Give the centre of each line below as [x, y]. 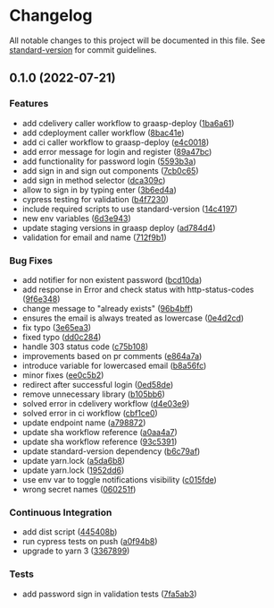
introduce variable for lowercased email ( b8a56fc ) [114, 365]
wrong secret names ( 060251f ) [79, 489]
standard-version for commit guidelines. [83, 49]
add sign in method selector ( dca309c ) [94, 180]
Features [29, 104]
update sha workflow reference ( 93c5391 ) [100, 441]
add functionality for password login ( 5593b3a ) [109, 161]
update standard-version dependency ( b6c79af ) [111, 451]
